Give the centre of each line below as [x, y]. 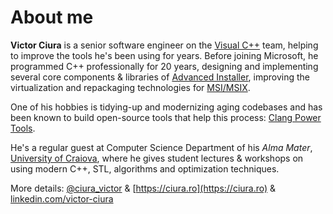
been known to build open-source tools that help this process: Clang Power [166, 117]
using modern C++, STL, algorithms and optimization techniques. [145, 168]
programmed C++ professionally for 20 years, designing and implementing [164, 66]
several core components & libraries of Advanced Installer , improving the [160, 77]
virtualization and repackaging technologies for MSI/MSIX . [130, 87]
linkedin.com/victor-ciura [62, 198]
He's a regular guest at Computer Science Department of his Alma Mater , [161, 147]
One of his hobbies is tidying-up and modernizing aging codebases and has [166, 107]
